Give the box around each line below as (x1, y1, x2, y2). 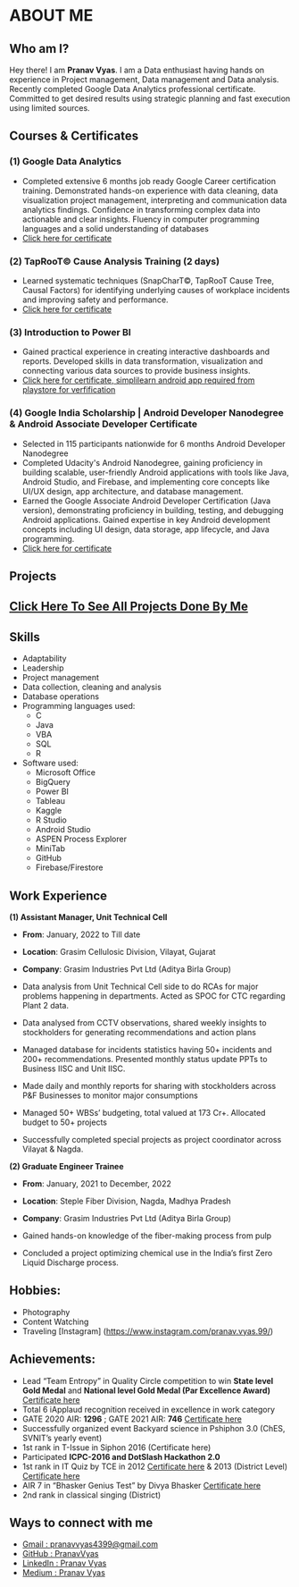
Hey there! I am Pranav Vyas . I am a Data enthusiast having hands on (9, 64, 265, 75)
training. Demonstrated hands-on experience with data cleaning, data (21, 185, 278, 196)
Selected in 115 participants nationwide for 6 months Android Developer (21, 438, 286, 449)
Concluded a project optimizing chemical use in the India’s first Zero (21, 1247, 273, 1258)
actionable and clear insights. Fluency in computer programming (21, 214, 261, 224)
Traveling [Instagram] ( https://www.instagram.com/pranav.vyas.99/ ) (21, 1325, 274, 1337)
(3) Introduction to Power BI (9, 325, 131, 338)
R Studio (35, 815, 67, 825)
